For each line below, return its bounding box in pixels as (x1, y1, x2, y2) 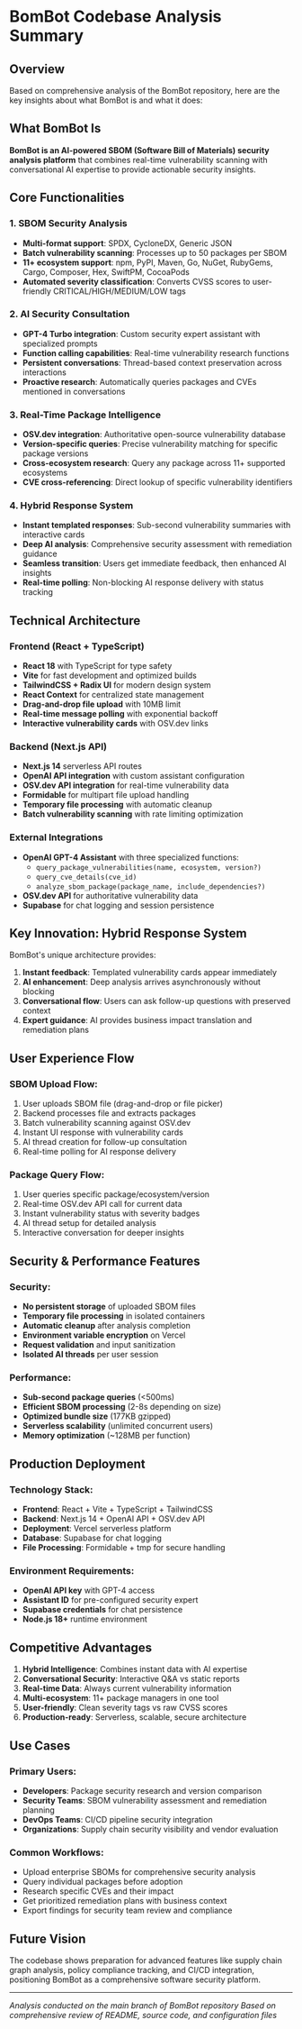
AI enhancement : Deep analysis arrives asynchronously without (22, 976, 261, 988)
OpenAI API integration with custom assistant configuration (22, 771, 245, 781)
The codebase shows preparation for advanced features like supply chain (9, 1955, 283, 1966)
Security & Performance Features (9, 1253, 200, 1268)
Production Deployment (9, 1456, 146, 1471)
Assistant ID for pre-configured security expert (22, 1595, 199, 1605)
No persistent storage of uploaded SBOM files (22, 1301, 196, 1312)
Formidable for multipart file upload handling (22, 790, 190, 800)
